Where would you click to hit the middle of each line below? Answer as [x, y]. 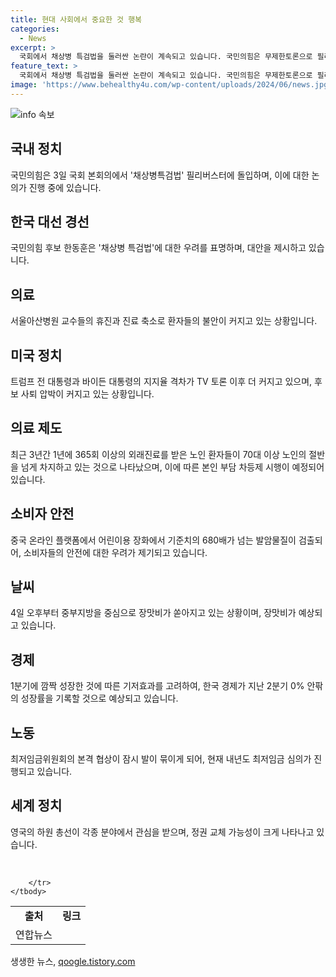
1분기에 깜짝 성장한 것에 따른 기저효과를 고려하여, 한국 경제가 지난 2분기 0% [157, 686]
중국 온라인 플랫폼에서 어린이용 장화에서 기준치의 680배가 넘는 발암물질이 [153, 540]
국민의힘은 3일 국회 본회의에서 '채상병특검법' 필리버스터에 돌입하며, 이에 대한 [160, 175]
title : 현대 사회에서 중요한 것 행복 [76, 19]
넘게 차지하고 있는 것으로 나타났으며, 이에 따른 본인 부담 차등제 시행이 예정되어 [172, 467]
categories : [35, 29]
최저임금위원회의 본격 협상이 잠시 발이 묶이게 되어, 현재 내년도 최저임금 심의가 [161, 759]
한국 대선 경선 [50, 221]
